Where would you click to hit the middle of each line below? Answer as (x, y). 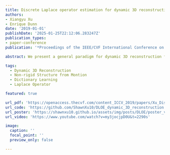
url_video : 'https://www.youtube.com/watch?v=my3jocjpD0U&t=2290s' (78, 117)
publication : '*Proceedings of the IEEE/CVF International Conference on (85, 47)
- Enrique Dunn (21, 24)
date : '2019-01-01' (26, 29)
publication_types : (26, 38)
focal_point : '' (27, 135)
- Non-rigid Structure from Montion (48, 75)
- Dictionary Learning (34, 80)
